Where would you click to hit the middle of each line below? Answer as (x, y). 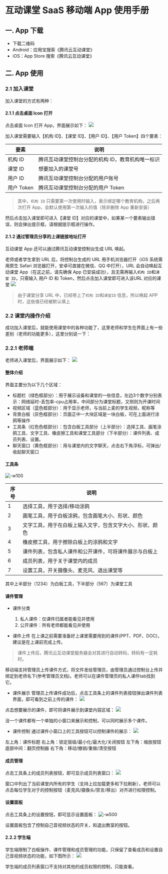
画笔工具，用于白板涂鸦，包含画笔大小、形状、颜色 (82, 516)
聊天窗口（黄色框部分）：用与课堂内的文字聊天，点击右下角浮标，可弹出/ (86, 446)
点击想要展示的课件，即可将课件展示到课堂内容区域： (60, 710)
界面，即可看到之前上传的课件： (45, 699)
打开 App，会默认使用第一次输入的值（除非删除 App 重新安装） (87, 207)
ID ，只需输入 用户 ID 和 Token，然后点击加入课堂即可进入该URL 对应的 (84, 278)
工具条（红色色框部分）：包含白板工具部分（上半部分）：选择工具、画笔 (85, 426)
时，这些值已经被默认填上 (44, 301)
